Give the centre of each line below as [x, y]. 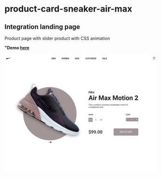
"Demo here [17, 48]
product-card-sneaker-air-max [68, 9]
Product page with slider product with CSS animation [57, 38]
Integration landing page [42, 27]
